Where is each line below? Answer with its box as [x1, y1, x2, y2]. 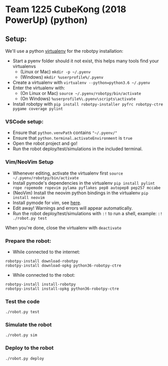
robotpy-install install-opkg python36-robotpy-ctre [5, 286, 119, 291]
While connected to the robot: [12, 272, 75, 278]
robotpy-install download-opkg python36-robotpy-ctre [5, 263, 122, 268]
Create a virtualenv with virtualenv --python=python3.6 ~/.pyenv [12, 80, 151, 85]
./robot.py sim [5, 332, 38, 338]
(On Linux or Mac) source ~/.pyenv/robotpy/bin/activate [20, 90, 141, 96]
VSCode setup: [5, 118, 44, 125]
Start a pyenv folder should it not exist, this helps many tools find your [12, 58, 159, 64]
